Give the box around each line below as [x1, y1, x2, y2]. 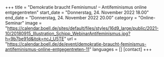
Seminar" [5, 20, 24, 26]
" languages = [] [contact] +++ [89, 47, 152, 52]
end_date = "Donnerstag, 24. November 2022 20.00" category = [5, 15, 137, 20]
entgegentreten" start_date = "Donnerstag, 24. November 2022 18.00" [5, 9, 149, 15]
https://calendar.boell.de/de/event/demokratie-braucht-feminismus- [7, 41, 147, 47]
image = [25, 20, 42, 26]
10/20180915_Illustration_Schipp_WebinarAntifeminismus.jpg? [5, 31, 131, 36]
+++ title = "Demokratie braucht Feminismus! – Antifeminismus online [5, 4, 147, 10]
